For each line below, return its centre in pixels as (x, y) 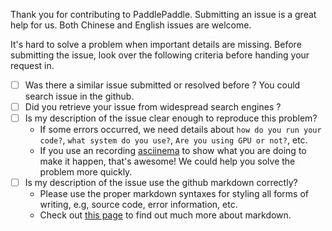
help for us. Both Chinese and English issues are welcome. (131, 25)
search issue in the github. (79, 96)
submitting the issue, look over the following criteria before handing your (160, 55)
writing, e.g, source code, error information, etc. (138, 205)
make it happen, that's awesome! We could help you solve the (167, 161)
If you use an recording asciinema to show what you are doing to (173, 151)
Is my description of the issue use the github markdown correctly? (161, 183)
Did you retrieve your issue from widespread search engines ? (153, 107)
